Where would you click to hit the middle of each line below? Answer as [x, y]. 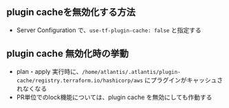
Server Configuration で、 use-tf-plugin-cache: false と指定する [109, 30]
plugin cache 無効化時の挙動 [67, 54]
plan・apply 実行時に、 [49, 71]
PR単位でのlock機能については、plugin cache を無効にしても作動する [114, 97]
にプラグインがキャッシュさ [184, 80]
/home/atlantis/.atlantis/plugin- [131, 72]
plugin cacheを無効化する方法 [71, 12]
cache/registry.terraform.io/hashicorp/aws [80, 81]
